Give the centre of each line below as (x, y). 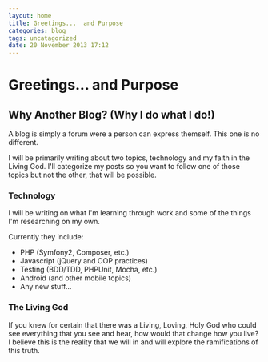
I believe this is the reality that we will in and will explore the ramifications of (133, 342)
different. (23, 143)
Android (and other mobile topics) (76, 278)
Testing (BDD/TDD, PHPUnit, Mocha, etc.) (88, 270)
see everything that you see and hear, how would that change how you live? (134, 333)
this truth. (24, 350)
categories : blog (37, 30)
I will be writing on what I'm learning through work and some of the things (130, 213)
